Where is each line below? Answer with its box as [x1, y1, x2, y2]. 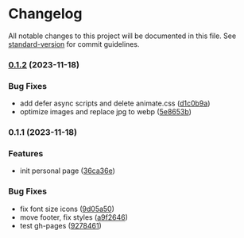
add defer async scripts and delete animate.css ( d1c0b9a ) [19, 98, 211, 108]
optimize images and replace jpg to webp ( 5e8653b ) [19, 107, 192, 117]
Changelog [8, 5, 83, 23]
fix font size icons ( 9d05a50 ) [19, 204, 115, 213]
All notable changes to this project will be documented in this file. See [8, 31, 237, 40]
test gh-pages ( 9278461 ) [19, 221, 102, 230]
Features [8, 148, 44, 159]
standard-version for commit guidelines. [8, 39, 140, 48]
